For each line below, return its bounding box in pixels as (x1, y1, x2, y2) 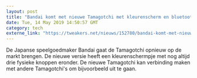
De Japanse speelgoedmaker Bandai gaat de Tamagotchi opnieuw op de (6, 46, 182, 53)
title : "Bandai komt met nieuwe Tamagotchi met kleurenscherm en (6, 14, 169, 20)
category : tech (6, 25, 43, 31)
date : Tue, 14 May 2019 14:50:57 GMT (6, 19, 98, 25)
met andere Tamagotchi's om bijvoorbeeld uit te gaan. (6, 65, 137, 72)
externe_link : (6, 30, 41, 36)
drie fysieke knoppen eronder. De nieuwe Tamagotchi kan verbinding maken (6, 59, 191, 66)
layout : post (6, 8, 38, 15)
